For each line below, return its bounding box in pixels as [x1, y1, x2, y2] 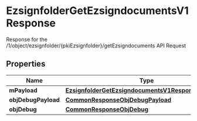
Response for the [6, 36, 48, 43]
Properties [6, 59, 46, 69]
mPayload [9, 86, 38, 94]
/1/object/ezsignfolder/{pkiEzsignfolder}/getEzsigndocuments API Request [6, 42, 186, 49]
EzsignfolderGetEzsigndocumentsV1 [6, 4, 189, 18]
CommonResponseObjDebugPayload [65, 95, 172, 103]
